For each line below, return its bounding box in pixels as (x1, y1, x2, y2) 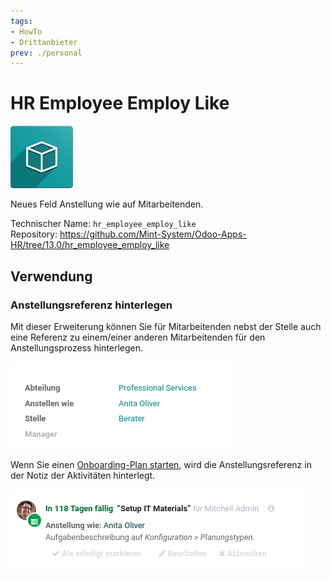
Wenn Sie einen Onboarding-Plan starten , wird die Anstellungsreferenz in (10, 458, 312, 470)
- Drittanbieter (10, 37, 78, 47)
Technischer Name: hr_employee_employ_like (10, 218, 197, 230)
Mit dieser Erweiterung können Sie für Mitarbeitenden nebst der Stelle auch (10, 320, 322, 332)
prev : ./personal (10, 48, 83, 58)
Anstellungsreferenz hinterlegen (10, 298, 173, 312)
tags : (10, 16, 33, 26)
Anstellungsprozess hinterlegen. (10, 341, 144, 354)
